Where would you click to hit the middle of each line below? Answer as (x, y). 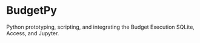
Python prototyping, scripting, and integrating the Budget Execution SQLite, (101, 27)
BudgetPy (32, 10)
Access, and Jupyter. (33, 33)
